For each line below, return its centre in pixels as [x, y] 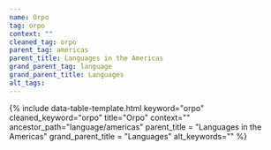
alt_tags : [27, 83]
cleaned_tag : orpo [43, 42]
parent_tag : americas [49, 50]
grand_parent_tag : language [61, 67]
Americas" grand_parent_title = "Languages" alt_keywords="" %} [128, 136]
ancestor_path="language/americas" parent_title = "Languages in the [135, 127]
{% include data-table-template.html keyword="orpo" [107, 108]
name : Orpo [29, 17]
